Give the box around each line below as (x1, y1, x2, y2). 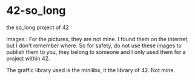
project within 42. (6, 55, 50, 62)
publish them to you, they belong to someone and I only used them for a (6, 48, 186, 55)
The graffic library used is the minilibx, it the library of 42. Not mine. (6, 66, 176, 73)
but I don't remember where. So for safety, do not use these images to (6, 42, 182, 49)
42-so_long (6, 4, 66, 18)
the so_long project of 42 (6, 24, 70, 31)
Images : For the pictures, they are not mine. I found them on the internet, (6, 35, 189, 42)
